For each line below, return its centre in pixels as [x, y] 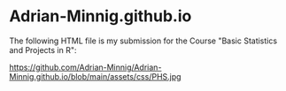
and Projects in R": [43, 49]
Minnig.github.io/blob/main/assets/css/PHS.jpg [95, 76]
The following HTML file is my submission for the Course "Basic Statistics [143, 41]
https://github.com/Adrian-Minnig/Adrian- [85, 67]
